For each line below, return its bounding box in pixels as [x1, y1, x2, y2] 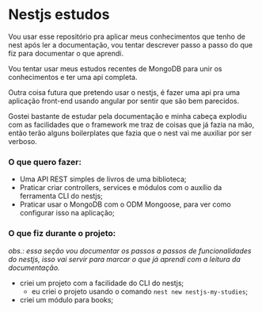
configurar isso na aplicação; [19, 208, 115, 218]
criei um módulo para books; [19, 295, 114, 304]
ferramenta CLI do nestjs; [19, 192, 103, 201]
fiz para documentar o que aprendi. [8, 48, 124, 58]
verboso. [8, 136, 38, 146]
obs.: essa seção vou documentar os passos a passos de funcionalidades [8, 245, 252, 255]
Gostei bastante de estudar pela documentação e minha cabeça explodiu [8, 111, 247, 120]
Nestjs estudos [8, 6, 110, 24]
